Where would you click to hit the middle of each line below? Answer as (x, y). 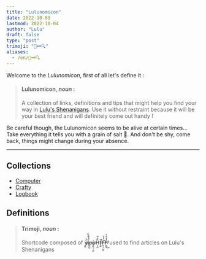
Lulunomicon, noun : (48, 89)
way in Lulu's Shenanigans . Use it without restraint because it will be (108, 109)
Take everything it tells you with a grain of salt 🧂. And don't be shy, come (98, 134)
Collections (29, 166)
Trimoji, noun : (40, 228)
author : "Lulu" (26, 29)
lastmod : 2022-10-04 (33, 23)
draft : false (23, 35)
